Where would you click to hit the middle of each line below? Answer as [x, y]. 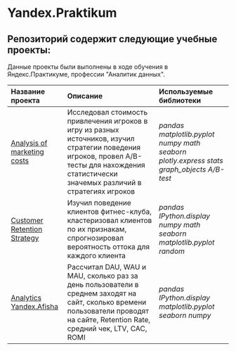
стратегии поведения [104, 147]
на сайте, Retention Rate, [109, 320]
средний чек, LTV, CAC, [107, 328]
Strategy [25, 238]
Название [28, 91]
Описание [85, 96]
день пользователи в [103, 285]
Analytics [26, 298]
